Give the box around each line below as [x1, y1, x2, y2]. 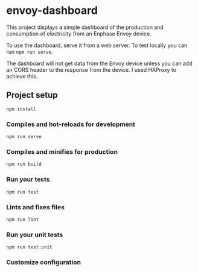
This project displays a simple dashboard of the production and [6, 24, 164, 31]
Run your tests [6, 176, 50, 184]
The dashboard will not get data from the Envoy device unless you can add [6, 60, 193, 67]
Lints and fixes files [6, 203, 65, 211]
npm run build [6, 161, 42, 168]
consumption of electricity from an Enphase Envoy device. [6, 30, 152, 37]
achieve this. [6, 72, 38, 80]
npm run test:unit [6, 244, 53, 250]
